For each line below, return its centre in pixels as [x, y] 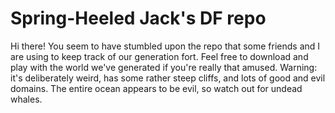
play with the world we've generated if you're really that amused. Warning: [164, 67]
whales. [26, 99]
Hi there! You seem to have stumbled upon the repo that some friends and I [165, 46]
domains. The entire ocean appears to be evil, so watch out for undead [156, 88]
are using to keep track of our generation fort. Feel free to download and [159, 56]
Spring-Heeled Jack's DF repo [138, 18]
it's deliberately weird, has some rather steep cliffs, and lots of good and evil [168, 78]
